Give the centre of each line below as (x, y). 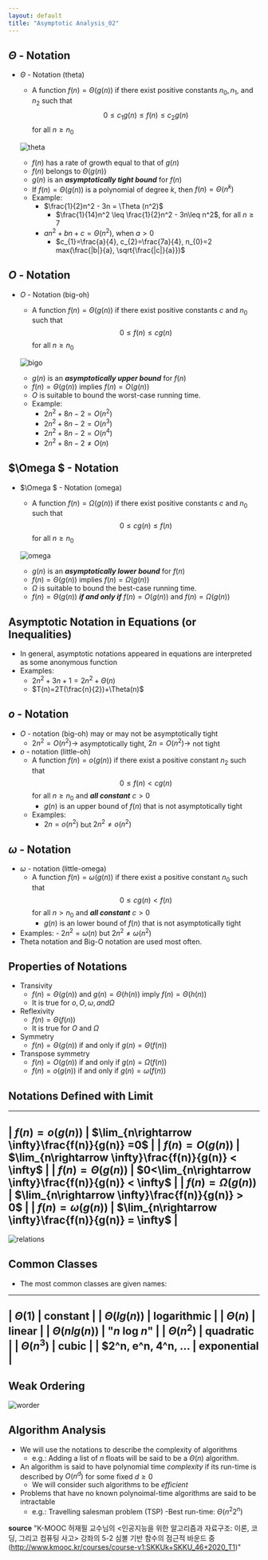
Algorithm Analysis (57, 1430)
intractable (37, 1502)
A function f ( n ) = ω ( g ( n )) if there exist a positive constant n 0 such (140, 878)
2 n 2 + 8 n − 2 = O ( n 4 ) (78, 433)
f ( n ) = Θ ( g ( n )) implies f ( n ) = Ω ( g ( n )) (91, 580)
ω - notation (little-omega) (63, 869)
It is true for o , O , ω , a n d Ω (73, 1003)
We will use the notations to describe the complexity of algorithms (128, 1450)
